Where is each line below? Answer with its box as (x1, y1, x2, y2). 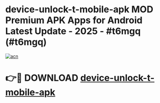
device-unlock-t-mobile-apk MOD (5, 4, 154, 15)
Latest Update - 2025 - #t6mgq (5, 26, 141, 37)
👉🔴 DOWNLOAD (5, 72, 78, 84)
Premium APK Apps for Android (5, 14, 143, 26)
